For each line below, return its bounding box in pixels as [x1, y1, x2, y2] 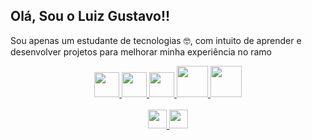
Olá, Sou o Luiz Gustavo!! [10, 8, 171, 25]
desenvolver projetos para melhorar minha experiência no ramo [10, 45, 272, 58]
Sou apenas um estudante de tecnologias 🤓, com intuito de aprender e [10, 34, 302, 46]
